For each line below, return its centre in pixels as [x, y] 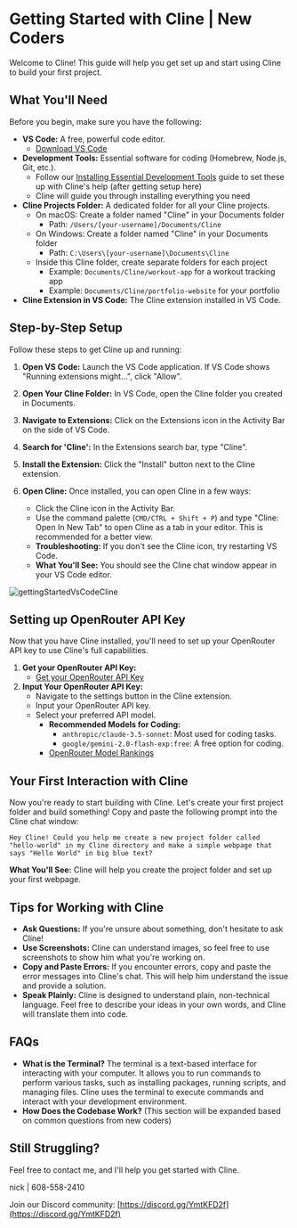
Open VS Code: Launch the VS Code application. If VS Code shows [146, 366]
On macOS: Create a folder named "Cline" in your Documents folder [160, 215]
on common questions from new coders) [96, 1120]
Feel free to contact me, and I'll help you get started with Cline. [124, 1170]
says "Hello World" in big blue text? [81, 854]
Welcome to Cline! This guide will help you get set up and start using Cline [145, 62]
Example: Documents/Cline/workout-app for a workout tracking [162, 271]
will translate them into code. [75, 1014]
